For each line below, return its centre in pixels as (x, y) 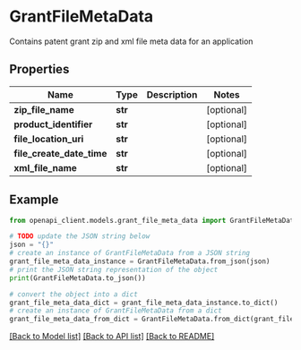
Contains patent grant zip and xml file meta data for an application (131, 41)
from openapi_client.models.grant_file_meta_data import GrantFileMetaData (154, 220)
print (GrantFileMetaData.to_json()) (77, 278)
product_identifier (53, 124)
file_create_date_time (60, 153)
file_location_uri (49, 139)
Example (34, 200)
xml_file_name (46, 167)
